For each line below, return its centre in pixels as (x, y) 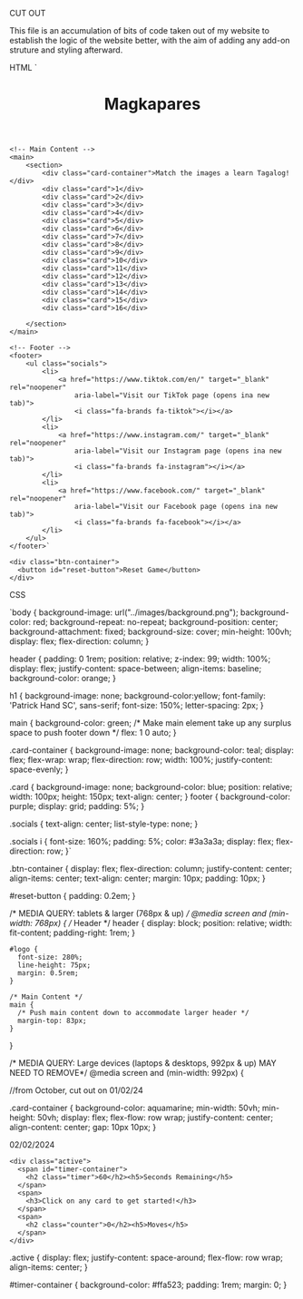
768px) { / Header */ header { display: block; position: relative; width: (164, 923)
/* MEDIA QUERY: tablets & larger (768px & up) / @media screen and (138, 913)
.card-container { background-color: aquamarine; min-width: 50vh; (135, 1108)
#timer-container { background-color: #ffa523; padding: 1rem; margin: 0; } (148, 1285)
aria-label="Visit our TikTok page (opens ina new (172, 396)
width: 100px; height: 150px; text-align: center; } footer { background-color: (150, 796)
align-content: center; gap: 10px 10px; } (83, 1128)
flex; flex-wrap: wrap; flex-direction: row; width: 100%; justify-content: (141, 760)
